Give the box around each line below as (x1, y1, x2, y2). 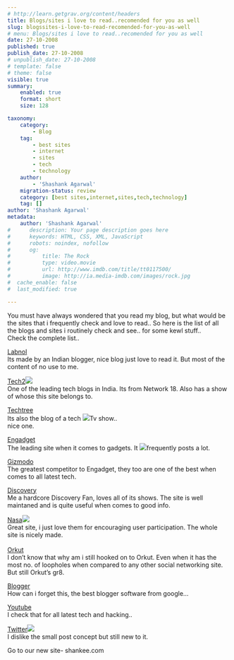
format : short (20, 96, 61, 103)
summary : (7, 83, 33, 90)
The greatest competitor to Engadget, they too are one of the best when (7, 464, 216, 473)
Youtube (7, 603, 32, 611)
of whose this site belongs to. (7, 392, 93, 400)
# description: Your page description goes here (7, 227, 169, 234)
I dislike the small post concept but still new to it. (7, 632, 149, 641)
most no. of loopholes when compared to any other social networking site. (7, 560, 223, 569)
